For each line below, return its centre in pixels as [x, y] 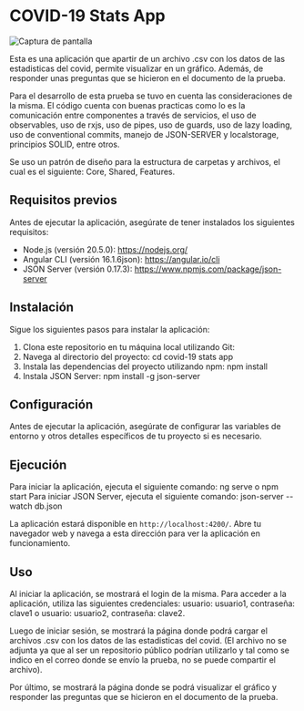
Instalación [42, 308]
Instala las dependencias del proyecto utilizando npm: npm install [145, 366]
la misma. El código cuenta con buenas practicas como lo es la [127, 105]
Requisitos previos [63, 200]
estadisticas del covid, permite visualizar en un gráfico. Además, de [137, 68]
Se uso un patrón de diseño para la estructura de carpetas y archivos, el [145, 161]
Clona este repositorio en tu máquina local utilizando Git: [128, 346]
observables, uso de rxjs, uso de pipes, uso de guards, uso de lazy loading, [151, 125]
